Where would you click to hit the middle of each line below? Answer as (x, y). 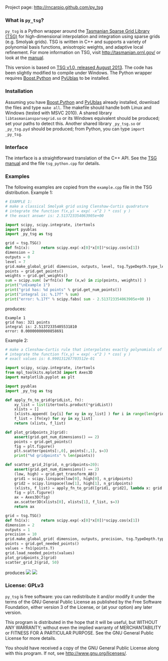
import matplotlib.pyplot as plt (40, 377)
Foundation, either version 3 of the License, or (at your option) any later (79, 607)
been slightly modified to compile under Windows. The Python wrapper (79, 73)
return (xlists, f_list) (40, 423)
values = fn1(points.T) (30, 549)
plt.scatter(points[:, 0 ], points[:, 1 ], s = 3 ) (61, 451)
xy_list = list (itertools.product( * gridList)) (63, 405)
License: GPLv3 (24, 585)
